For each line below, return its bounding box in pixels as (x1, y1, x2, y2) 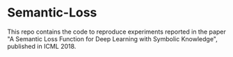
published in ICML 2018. (7, 42, 77, 50)
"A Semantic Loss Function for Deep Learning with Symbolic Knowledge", (7, 34, 218, 43)
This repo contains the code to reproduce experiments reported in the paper (7, 27, 226, 36)
